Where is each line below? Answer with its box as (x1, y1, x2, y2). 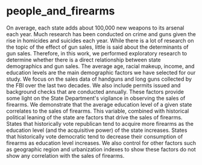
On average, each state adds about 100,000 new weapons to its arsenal (6, 24, 185, 31)
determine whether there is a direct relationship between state (6, 56, 161, 63)
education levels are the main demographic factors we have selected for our (6, 69, 196, 76)
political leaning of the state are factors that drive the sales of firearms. (6, 113, 183, 121)
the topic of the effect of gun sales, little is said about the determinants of (6, 43, 189, 51)
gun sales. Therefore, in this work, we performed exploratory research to (6, 49, 188, 57)
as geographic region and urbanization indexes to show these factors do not (6, 146, 196, 153)
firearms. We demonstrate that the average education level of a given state (6, 101, 192, 108)
